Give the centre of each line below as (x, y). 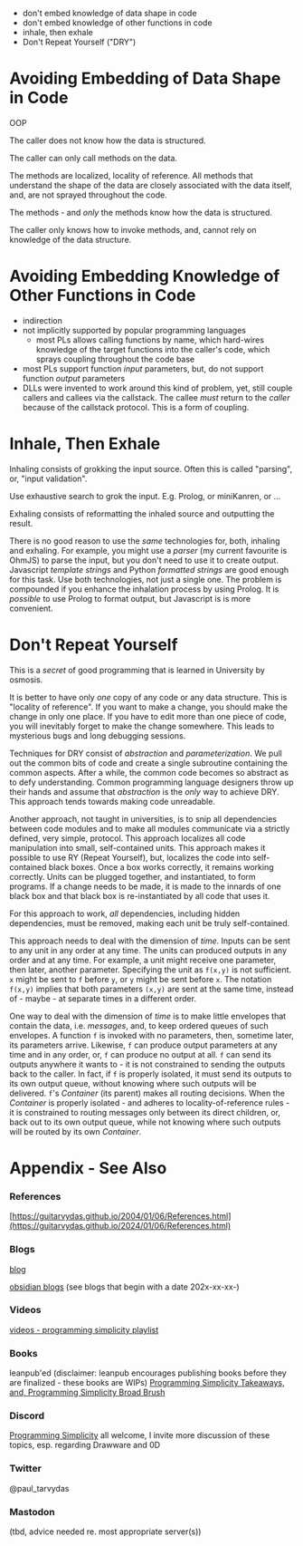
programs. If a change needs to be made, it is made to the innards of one (146, 886)
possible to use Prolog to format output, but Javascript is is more (130, 598)
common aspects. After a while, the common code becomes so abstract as (149, 772)
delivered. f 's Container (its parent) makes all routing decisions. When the (147, 1093)
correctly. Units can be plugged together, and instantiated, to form (133, 876)
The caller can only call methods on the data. (94, 158)
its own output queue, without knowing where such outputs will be (133, 1083)
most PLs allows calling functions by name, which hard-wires (150, 340)
